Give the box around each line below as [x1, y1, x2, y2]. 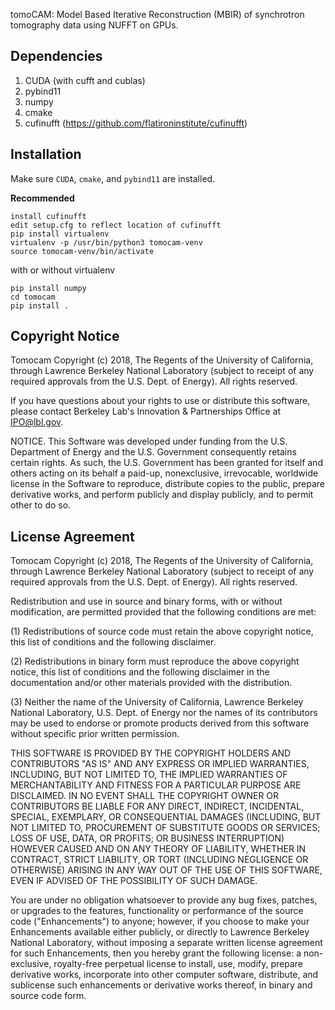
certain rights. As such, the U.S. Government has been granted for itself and [10, 457, 323, 469]
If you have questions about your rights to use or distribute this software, [10, 395, 311, 407]
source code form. [10, 990, 87, 1002]
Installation [10, 146, 82, 163]
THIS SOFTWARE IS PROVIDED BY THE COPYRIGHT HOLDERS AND [10, 747, 292, 759]
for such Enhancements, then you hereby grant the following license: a [10, 947, 302, 959]
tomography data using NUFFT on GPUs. [10, 19, 179, 31]
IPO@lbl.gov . [10, 416, 64, 428]
